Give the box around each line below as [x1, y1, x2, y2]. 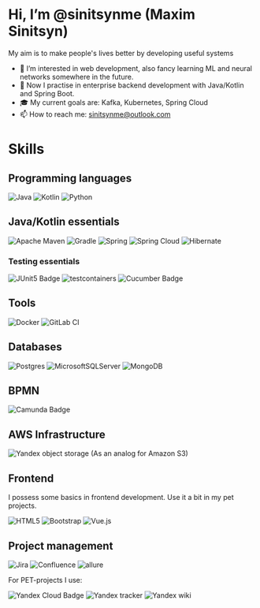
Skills [8, 140, 45, 159]
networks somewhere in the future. [19, 72, 134, 81]
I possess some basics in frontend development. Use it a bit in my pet [8, 493, 234, 502]
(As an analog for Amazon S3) [90, 449, 189, 458]
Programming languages [8, 171, 132, 185]
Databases [8, 341, 63, 354]
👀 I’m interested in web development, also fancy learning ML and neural [19, 63, 252, 73]
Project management [8, 539, 113, 553]
